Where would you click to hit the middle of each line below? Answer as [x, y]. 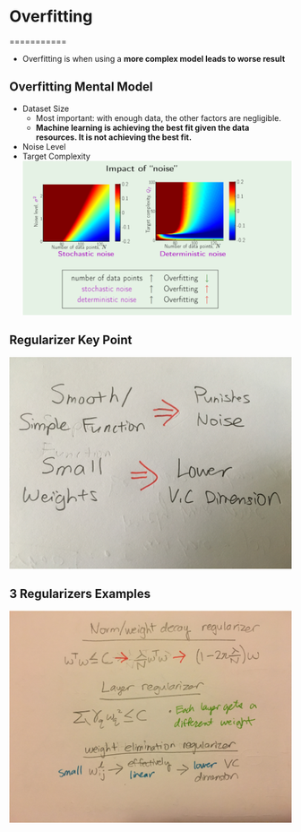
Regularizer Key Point [71, 340]
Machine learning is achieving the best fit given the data [142, 127]
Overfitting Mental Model [81, 87]
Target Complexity [56, 156]
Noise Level [44, 146]
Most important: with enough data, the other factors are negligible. [159, 117]
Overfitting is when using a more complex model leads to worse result [154, 58]
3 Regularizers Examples [80, 594]
